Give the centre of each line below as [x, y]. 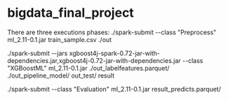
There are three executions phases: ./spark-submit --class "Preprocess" [112, 32]
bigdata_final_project [71, 13]
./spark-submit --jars [38, 53]
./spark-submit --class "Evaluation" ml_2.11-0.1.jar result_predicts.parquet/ [114, 89]
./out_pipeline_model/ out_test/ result [61, 76]
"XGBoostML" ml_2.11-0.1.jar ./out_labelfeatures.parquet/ [88, 68]
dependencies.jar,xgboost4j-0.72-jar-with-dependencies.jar [94, 60]
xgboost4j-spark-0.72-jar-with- [114, 53]
